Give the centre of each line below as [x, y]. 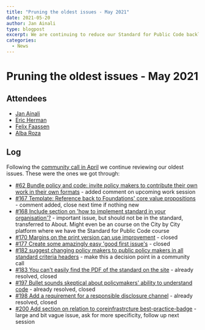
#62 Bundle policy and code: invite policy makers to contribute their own [106, 185]
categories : [21, 40]
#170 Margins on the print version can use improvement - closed [96, 237]
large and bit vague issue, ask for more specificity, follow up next [97, 315]
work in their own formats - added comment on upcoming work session [105, 192]
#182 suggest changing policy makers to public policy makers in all [99, 250]
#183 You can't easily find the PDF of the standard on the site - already [104, 269]
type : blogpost [26, 29]
